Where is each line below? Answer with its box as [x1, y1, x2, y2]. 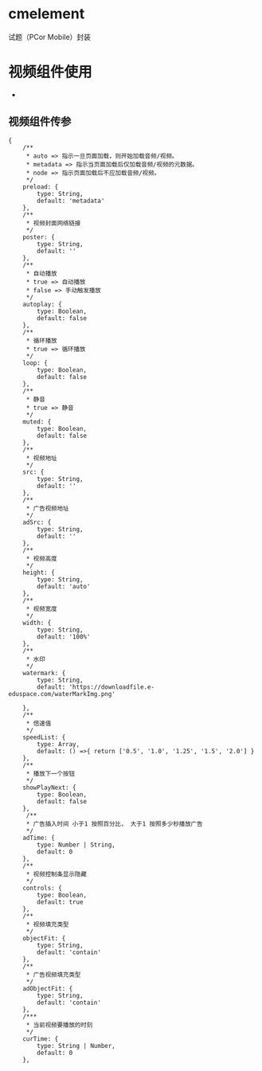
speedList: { [22, 733, 66, 741]
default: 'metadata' [37, 197, 105, 205]
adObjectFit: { [22, 984, 73, 992]
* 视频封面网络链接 [25, 219, 81, 227]
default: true [37, 897, 84, 906]
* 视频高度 [25, 554, 57, 562]
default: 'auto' [37, 582, 91, 590]
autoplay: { [22, 300, 62, 308]
